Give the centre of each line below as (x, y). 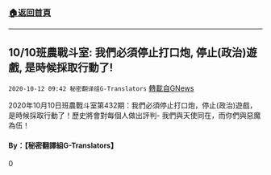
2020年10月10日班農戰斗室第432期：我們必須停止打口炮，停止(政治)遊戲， (133, 105)
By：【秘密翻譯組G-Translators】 (63, 145)
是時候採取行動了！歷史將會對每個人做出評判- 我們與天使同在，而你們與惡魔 (135, 116)
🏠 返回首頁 (30, 12)
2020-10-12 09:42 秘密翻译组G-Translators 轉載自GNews (101, 88)
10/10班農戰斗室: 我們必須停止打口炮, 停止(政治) (127, 53)
